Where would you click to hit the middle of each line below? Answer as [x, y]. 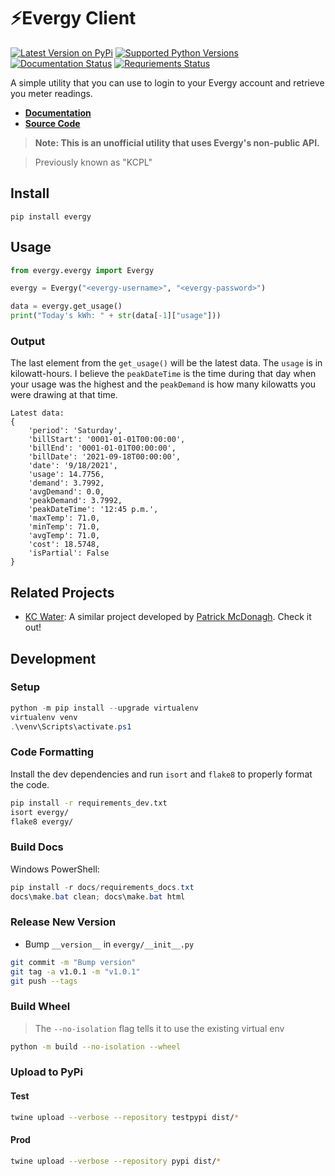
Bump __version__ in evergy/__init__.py [109, 944]
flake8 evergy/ [42, 821]
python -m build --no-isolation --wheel [96, 1046]
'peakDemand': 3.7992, [75, 501]
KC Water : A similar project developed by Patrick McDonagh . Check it [168, 617]
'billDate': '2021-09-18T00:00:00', [105, 457]
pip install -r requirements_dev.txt [89, 803]
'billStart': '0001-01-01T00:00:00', [107, 440]
